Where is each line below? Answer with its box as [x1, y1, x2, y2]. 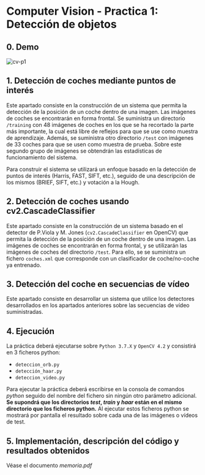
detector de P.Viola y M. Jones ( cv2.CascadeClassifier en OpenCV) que [6, 229, 188, 236]
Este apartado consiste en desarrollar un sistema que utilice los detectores [6, 295, 195, 303]
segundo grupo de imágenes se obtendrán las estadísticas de [6, 147, 162, 154]
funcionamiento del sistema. [6, 153, 78, 161]
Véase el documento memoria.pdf [6, 462, 92, 469]
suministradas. [6, 308, 43, 316]
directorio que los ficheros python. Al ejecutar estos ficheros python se [6, 405, 189, 412]
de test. [6, 418, 26, 425]
